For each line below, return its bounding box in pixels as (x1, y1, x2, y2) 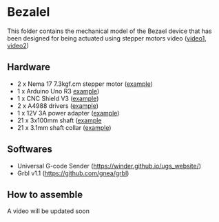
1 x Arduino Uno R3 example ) (17, 87, 100, 95)
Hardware (7, 61, 50, 73)
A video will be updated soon (7, 207, 90, 215)
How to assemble (7, 188, 83, 200)
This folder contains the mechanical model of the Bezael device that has (7, 27, 212, 35)
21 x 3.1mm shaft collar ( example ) (17, 123, 112, 131)
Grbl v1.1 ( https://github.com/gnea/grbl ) (17, 169, 129, 177)
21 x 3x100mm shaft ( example (17, 116, 102, 124)
